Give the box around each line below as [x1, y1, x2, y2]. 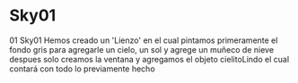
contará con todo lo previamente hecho [9, 63, 155, 74]
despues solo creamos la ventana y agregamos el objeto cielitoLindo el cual [9, 54, 290, 64]
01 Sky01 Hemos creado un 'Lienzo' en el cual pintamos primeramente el [9, 35, 278, 46]
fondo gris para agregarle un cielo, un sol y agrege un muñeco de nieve [9, 44, 275, 54]
